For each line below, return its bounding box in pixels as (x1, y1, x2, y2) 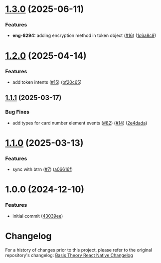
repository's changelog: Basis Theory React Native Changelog (5, 252, 133, 258)
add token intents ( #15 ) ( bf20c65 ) (12, 79, 82, 85)
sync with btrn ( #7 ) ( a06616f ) (12, 166, 73, 172)
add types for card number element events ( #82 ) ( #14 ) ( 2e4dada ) (12, 120, 148, 126)
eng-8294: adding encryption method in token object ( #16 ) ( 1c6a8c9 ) (12, 32, 157, 38)
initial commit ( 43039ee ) (12, 213, 63, 219)
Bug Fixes (5, 109, 30, 116)
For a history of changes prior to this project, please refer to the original (5, 247, 153, 253)
